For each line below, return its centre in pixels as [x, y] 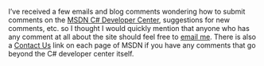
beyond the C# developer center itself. [71, 54]
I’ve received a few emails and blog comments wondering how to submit [127, 12]
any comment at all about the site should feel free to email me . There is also [132, 37]
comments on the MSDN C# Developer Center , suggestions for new [119, 20]
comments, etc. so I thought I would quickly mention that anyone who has [129, 28]
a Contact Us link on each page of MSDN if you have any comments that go [132, 45]
